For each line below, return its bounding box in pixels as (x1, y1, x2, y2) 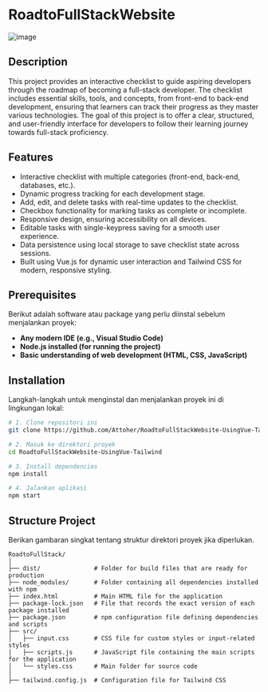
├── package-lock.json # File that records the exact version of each (8, 599, 255, 607)
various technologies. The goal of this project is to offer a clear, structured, (8, 110, 254, 120)
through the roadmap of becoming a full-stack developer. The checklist (8, 85, 243, 94)
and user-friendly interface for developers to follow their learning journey (8, 118, 249, 129)
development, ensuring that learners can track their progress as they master (8, 101, 259, 111)
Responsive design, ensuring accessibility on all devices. (19, 214, 207, 224)
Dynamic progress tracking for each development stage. (19, 189, 206, 198)
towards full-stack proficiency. (8, 127, 109, 137)
